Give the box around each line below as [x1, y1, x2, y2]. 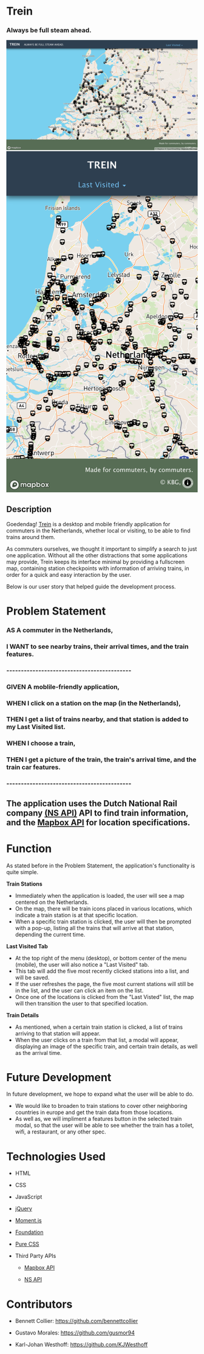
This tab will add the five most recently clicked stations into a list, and [15, 967, 189, 975]
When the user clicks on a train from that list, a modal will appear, [15, 1036, 179, 1043]
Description [6, 504, 52, 515]
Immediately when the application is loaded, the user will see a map [15, 892, 185, 899]
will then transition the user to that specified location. [15, 1000, 149, 1007]
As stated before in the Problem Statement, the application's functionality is [6, 862, 195, 869]
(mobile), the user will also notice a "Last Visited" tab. [15, 961, 149, 968]
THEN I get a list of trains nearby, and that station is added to [6, 715, 189, 724]
